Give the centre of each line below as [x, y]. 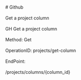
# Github [15, 7]
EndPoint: [15, 61]
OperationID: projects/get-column [41, 50]
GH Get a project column [31, 29]
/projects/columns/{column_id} [38, 72]
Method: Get [18, 39]
